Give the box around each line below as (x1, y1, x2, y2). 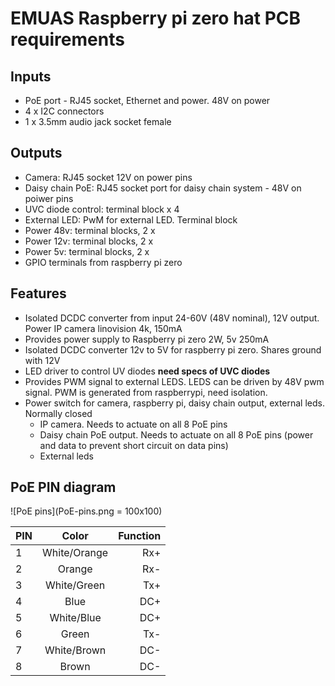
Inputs (10, 68, 52, 85)
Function (118, 529, 162, 543)
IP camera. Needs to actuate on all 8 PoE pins (39, 418, 228, 430)
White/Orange (42, 546, 109, 560)
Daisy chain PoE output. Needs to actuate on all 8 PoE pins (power (39, 428, 314, 441)
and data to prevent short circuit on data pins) (39, 439, 229, 451)
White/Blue (49, 611, 102, 625)
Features (10, 285, 67, 302)
